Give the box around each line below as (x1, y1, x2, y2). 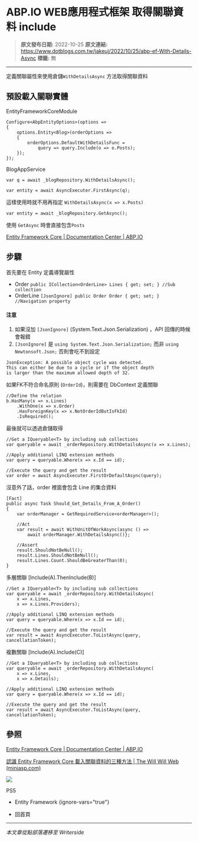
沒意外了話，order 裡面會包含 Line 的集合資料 (6, 483, 117, 491)
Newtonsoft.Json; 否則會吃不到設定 (14, 348, 100, 355)
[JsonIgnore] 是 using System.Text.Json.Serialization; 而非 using (14, 340, 179, 348)
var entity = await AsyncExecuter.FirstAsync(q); (6, 187, 131, 193)
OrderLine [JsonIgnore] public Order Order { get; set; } (14, 292, 160, 299)
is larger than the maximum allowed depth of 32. (6, 370, 131, 376)
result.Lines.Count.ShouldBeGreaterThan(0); (16, 557, 128, 563)
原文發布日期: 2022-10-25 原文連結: (20, 41, 108, 48)
